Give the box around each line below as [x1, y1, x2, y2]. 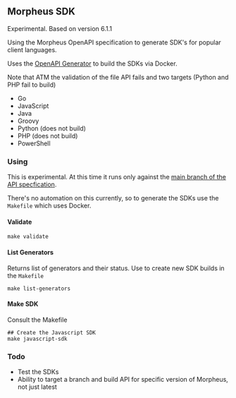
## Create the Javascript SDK [7, 329, 97, 336]
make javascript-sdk [7, 335, 68, 342]
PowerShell [17, 139, 51, 147]
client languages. [7, 45, 58, 54]
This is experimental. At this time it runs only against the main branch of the [7, 173, 227, 181]
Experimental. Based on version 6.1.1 [7, 24, 113, 32]
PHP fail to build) [7, 80, 56, 89]
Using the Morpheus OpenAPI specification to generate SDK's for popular [7, 38, 222, 47]
